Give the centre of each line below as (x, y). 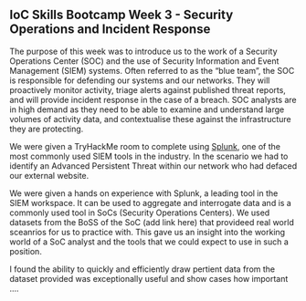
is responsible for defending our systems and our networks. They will (140, 80)
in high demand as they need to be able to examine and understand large (147, 109)
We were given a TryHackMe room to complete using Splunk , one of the (145, 146)
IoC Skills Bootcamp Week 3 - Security (121, 15)
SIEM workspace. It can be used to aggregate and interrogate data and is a (151, 202)
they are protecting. (47, 129)
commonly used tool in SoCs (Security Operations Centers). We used (140, 213)
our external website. (49, 175)
